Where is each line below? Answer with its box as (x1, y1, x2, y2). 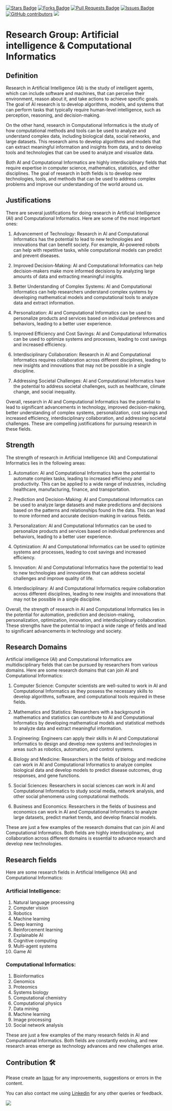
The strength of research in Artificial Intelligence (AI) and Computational (6, 454, 158, 460)
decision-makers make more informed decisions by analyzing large (13, 268, 155, 274)
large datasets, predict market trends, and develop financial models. (13, 814, 157, 821)
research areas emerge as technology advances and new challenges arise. (6, 1043, 164, 1049)
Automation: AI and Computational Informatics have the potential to (13, 470, 155, 476)
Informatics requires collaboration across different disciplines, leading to (13, 357, 166, 363)
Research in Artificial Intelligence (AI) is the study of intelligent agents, (6, 85, 154, 91)
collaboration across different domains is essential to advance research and (6, 835, 166, 841)
